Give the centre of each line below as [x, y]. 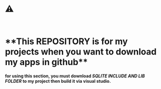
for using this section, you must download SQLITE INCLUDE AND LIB [75, 76]
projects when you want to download [81, 52]
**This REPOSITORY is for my [66, 42]
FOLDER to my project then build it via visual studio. [58, 81]
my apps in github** [46, 62]
